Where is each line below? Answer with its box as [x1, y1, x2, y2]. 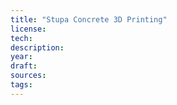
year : [10, 52, 33, 62]
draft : [10, 61, 38, 71]
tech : [10, 33, 33, 43]
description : [10, 42, 65, 53]
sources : [10, 71, 47, 81]
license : [10, 24, 47, 34]
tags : [10, 80, 33, 90]
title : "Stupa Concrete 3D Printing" [10, 14, 168, 25]
